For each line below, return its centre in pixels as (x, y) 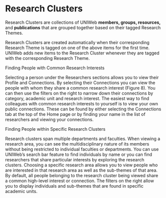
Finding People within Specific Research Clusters (55, 129)
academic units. (21, 191)
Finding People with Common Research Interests (55, 68)
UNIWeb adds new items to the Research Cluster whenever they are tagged (82, 53)
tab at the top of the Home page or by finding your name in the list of (75, 114)
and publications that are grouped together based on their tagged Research (83, 27)
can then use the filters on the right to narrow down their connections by (79, 93)
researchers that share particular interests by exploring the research (75, 159)
